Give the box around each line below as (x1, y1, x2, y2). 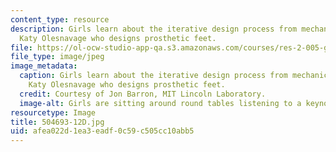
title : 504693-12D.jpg (10, 117, 105, 127)
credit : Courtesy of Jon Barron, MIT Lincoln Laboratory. (19, 89, 267, 99)
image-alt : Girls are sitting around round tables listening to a (19, 98, 302, 108)
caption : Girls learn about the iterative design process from (19, 71, 288, 81)
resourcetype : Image (10, 107, 97, 118)
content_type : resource (10, 14, 110, 25)
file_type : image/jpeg (10, 52, 105, 62)
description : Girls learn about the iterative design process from (10, 24, 298, 34)
